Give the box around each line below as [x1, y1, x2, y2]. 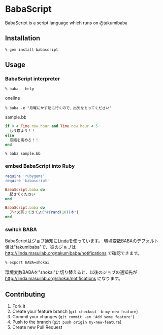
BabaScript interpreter [5, 75, 60, 82]
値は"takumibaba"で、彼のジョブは [5, 244, 76, 250]
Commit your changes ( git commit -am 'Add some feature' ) [12, 314, 134, 320]
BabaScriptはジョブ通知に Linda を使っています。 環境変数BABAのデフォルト [5, 238, 159, 244]
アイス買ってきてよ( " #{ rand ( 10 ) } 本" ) [9, 210, 79, 215]
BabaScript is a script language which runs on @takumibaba [5, 20, 128, 26]
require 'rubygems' [5, 174, 45, 179]
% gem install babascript [5, 47, 58, 52]
